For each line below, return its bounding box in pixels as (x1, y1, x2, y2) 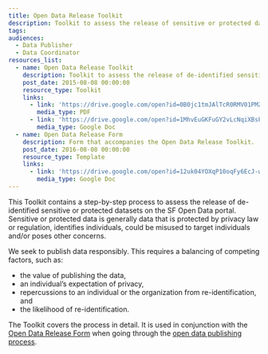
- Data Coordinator (15, 49, 81, 57)
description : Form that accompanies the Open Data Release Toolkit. (22, 137, 255, 146)
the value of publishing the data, (19, 270, 126, 280)
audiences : (8, 34, 45, 42)
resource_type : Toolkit (22, 86, 102, 94)
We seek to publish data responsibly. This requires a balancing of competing (8, 246, 260, 256)
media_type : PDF (37, 109, 91, 117)
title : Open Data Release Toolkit (8, 11, 124, 20)
